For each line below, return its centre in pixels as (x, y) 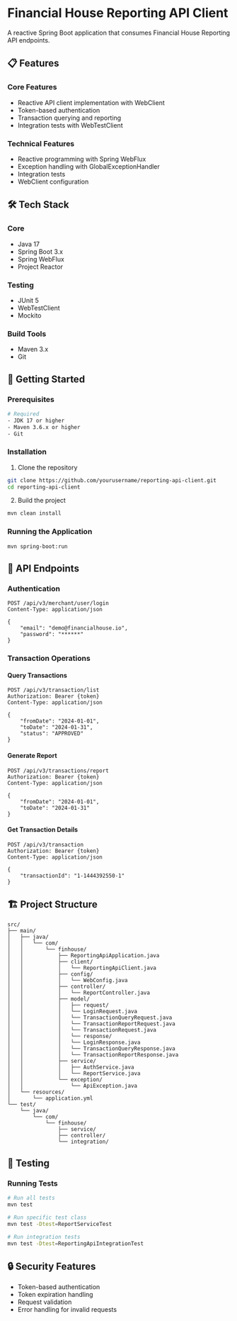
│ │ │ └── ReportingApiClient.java (82, 968)
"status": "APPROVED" (52, 734)
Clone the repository (47, 467)
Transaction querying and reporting (69, 118)
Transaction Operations (49, 659)
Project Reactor (40, 267)
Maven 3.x (33, 350)
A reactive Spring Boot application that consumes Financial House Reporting (119, 33)
